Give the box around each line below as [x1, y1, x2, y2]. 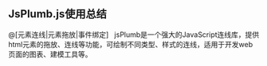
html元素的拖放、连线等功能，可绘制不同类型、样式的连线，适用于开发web [8, 39, 253, 49]
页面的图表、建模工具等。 [8, 49, 92, 59]
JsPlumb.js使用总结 [8, 7, 108, 21]
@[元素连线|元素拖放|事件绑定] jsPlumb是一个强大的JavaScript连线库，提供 [8, 30, 260, 39]
